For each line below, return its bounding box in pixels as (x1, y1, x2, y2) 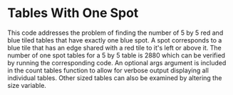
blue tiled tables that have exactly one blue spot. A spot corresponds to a (7, 35, 222, 44)
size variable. (7, 81, 46, 89)
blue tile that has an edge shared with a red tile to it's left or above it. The (7, 43, 222, 52)
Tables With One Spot (7, 5, 139, 21)
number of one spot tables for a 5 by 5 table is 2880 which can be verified (7, 51, 226, 60)
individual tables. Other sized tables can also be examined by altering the (7, 73, 222, 82)
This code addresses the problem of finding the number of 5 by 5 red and (7, 28, 224, 37)
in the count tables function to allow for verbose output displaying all (7, 66, 209, 74)
